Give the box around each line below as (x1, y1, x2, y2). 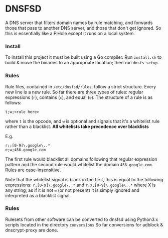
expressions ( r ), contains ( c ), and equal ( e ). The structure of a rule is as (5, 94, 153, 100)
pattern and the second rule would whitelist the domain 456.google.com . (5, 161, 153, 167)
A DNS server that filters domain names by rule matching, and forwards (5, 20, 153, 26)
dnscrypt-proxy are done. (5, 227, 59, 233)
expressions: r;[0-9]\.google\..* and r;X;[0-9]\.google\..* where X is (5, 182, 156, 188)
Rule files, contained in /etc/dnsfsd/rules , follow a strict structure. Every (5, 83, 156, 89)
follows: (5, 99, 22, 105)
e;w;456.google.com (5, 147, 46, 152)
